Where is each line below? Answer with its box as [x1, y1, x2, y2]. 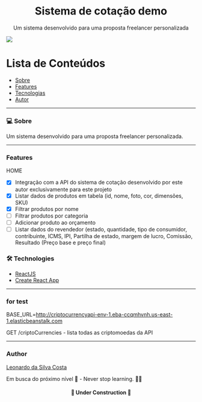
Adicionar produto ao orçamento [14, 219, 96, 226]
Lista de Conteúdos [6, 57, 106, 71]
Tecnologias [14, 89, 46, 96]
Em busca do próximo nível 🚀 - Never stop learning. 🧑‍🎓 [6, 375, 142, 382]
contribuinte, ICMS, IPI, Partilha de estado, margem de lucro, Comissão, [14, 232, 193, 239]
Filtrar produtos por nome [14, 205, 79, 212]
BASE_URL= [6, 311, 36, 318]
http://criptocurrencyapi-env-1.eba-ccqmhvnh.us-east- [35, 311, 173, 318]
